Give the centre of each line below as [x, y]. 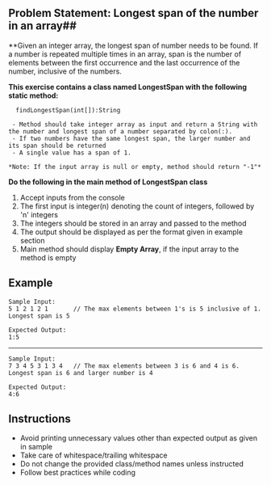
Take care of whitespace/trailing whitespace [94, 455]
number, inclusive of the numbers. [65, 71]
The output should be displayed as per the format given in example [131, 232]
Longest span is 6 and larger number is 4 [81, 373]
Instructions [40, 419]
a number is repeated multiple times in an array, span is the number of [125, 54]
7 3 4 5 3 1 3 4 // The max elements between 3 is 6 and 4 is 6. [124, 366]
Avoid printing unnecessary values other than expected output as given [139, 438]
